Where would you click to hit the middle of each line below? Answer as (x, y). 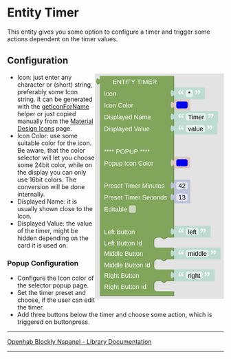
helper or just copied (46, 113)
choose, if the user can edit (56, 300)
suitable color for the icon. (54, 143)
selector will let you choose (56, 157)
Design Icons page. (44, 128)
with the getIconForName (53, 106)
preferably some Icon (47, 91)
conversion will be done (51, 186)
